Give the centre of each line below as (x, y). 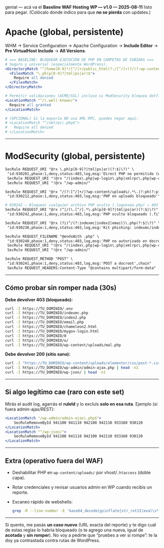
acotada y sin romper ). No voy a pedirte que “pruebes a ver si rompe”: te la (81, 535)
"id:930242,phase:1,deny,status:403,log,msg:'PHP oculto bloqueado (77, 214)
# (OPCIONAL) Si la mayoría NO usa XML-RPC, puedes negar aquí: (72, 118)
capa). (19, 478)
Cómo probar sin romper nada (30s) (61, 288)
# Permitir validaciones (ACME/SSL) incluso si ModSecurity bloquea (76, 96)
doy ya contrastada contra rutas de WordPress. (53, 540)
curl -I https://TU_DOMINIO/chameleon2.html (51, 327)
